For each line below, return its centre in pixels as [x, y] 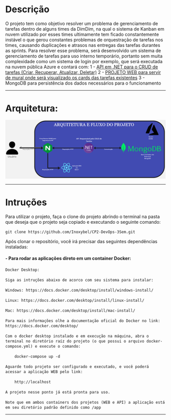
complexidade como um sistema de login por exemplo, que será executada [84, 61]
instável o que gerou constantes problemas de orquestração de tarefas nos [84, 40]
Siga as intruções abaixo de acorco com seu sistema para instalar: [79, 280]
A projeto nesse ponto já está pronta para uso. [58, 392]
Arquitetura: [32, 109]
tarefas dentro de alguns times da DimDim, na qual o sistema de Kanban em [85, 29]
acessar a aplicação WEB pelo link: [44, 372]
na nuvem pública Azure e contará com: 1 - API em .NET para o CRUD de [82, 67]
